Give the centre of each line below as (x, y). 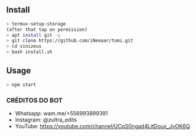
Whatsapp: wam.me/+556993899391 (62, 114)
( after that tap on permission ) (47, 30)
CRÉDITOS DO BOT (34, 100)
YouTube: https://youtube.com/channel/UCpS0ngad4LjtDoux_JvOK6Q (102, 126)
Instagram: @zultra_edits (46, 120)
